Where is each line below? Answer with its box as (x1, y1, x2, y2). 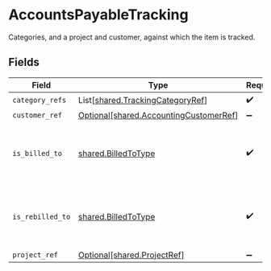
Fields (8, 55, 40, 69)
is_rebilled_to (12, 211, 71, 221)
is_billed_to (12, 149, 63, 158)
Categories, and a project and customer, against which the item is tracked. (8, 32, 256, 42)
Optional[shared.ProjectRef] (77, 249, 185, 261)
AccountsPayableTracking (8, 6, 189, 24)
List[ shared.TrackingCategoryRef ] (77, 95, 208, 106)
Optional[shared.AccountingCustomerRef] (77, 109, 239, 121)
